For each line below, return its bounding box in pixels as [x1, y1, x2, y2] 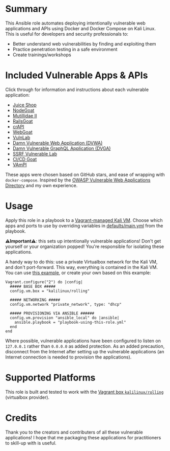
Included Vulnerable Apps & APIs [5, 70, 148, 81]
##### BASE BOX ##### [10, 284, 56, 289]
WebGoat [12, 129, 33, 135]
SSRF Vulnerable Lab [12, 150, 58, 156]
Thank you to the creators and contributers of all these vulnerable [5, 429, 144, 435]
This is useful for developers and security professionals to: [5, 31, 129, 37]
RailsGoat [12, 118, 33, 124]
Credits [5, 412, 37, 423]
